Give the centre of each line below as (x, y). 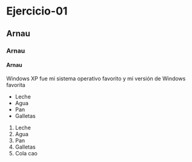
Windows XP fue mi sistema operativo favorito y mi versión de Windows (96, 78)
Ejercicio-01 (37, 11)
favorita (16, 85)
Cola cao (26, 153)
